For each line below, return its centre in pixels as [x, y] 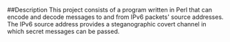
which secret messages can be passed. [63, 31]
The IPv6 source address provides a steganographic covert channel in [107, 24]
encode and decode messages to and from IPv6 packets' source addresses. [115, 17]
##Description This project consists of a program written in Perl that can [109, 10]
